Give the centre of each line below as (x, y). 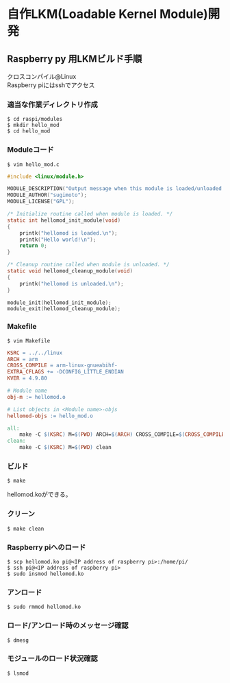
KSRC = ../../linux (35, 353)
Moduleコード (31, 150)
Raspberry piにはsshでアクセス (51, 85)
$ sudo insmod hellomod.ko (46, 574)
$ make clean (26, 529)
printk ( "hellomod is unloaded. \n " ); (72, 283)
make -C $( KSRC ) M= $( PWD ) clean (65, 448)
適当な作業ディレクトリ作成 (52, 104)
